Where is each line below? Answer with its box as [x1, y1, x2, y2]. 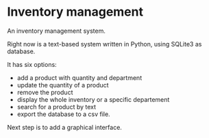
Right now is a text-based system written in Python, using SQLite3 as [7, 40, 202, 48]
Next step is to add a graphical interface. [7, 123, 122, 131]
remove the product [16, 88, 73, 96]
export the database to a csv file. [16, 110, 111, 118]
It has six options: [7, 60, 57, 68]
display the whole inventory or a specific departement [16, 95, 170, 103]
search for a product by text [16, 102, 97, 111]
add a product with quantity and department [16, 73, 143, 82]
